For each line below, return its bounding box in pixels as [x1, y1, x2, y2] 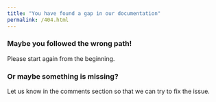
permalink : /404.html [7, 16, 69, 23]
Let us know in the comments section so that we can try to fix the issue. [7, 87, 211, 96]
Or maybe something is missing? [7, 71, 119, 81]
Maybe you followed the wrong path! [7, 39, 132, 49]
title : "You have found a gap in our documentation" [7, 10, 161, 17]
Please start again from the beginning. [7, 54, 115, 62]
